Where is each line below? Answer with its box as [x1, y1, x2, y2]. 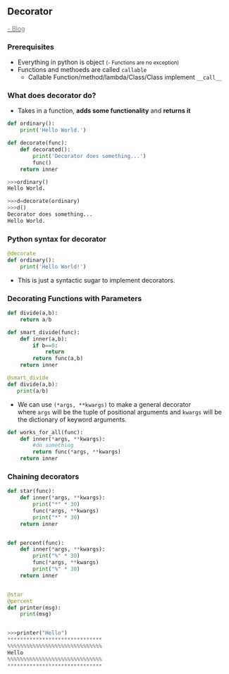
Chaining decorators [7, 472, 80, 482]
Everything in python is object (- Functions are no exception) [17, 58, 180, 66]
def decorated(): [20, 146, 71, 154]
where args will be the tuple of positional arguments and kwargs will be [17, 408, 222, 416]
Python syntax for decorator [7, 234, 107, 244]
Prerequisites [7, 42, 54, 51]
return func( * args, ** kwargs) [32, 448, 121, 455]
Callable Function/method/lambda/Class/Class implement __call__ [27, 73, 223, 82]
